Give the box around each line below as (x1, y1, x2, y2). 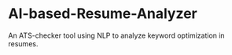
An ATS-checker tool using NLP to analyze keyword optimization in (8, 31, 226, 40)
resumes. (8, 38, 39, 48)
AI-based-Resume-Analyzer (8, 5, 198, 23)
